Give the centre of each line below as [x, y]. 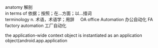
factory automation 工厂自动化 [36, 25]
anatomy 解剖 [19, 7]
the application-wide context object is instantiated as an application [74, 35]
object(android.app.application [36, 40]
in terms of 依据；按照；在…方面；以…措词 [48, 13]
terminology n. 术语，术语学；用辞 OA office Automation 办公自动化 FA [79, 19]
